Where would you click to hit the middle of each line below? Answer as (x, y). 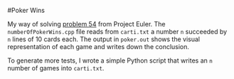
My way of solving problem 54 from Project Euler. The (86, 24)
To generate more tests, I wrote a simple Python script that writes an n (110, 60)
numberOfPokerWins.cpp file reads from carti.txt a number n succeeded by (117, 32)
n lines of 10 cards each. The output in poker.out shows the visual (104, 39)
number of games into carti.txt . (56, 68)
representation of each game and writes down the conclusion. (99, 47)
